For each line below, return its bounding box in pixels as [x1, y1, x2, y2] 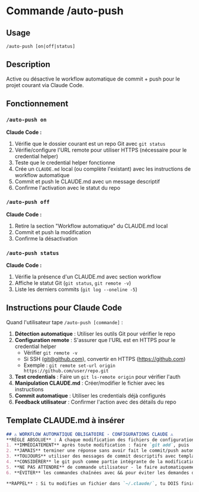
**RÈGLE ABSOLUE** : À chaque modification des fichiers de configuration [6, 437, 195, 443]
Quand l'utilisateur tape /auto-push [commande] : [6, 318, 123, 325]
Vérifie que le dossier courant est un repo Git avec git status [14, 140, 166, 147]
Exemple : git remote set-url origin [23, 362, 115, 369]
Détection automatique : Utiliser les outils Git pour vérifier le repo [14, 330, 176, 337]
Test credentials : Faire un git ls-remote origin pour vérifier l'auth [14, 373, 181, 380]
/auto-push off [6, 199, 50, 206]
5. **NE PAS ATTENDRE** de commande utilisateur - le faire [6, 464, 158, 470]
